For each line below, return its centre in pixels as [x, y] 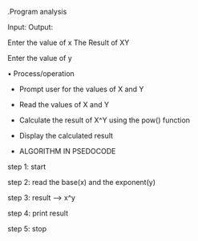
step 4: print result [38, 213]
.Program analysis [37, 12]
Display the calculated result [66, 136]
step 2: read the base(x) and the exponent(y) [82, 182]
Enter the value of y [40, 58]
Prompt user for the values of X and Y [81, 89]
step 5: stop [27, 229]
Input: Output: [30, 27]
